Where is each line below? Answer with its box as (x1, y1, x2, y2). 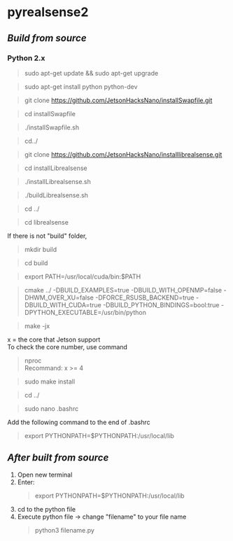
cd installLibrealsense (24, 164, 87, 172)
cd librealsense (24, 218, 69, 226)
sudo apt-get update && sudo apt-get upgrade (24, 69, 159, 77)
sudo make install (24, 377, 76, 386)
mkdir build (24, 245, 57, 253)
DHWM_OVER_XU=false (24, 293, 94, 302)
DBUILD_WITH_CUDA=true (24, 300, 101, 309)
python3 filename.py (34, 526, 94, 534)
